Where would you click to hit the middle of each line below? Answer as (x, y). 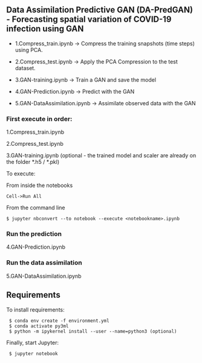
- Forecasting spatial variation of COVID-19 (89, 20)
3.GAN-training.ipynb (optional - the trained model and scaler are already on (101, 155)
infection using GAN (45, 29)
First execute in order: (39, 119)
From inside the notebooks (40, 185)
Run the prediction (34, 234)
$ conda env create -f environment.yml (59, 321)
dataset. (25, 68)
